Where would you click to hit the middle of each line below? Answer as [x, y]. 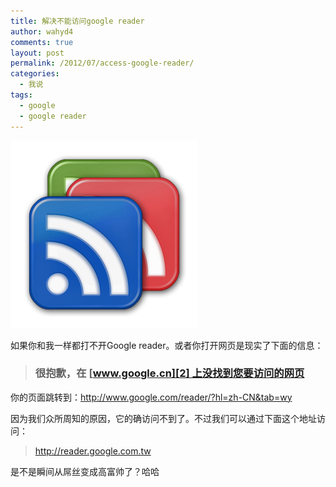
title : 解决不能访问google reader [77, 21]
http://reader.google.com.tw [93, 451]
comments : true [42, 42]
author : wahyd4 [42, 31]
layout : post [37, 53]
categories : [35, 74]
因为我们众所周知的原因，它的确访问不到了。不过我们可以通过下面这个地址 [163, 418]
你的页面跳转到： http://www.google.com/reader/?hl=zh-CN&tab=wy [151, 397]
